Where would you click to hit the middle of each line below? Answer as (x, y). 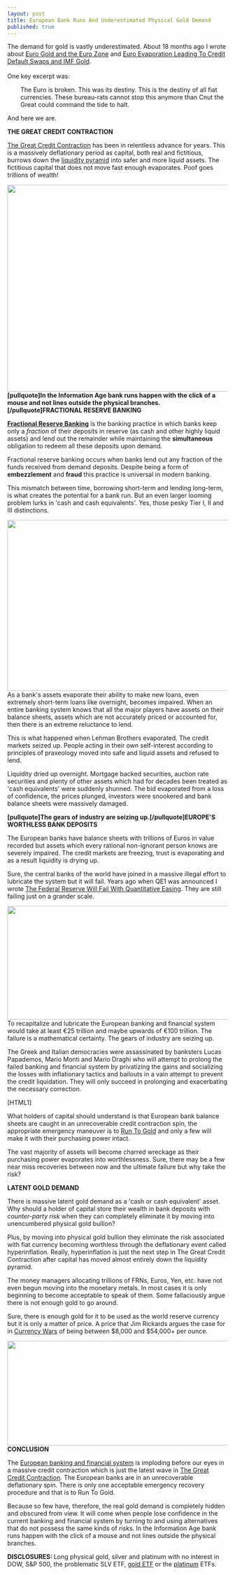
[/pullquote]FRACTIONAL (45, 411)
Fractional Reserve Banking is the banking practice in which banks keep (112, 424)
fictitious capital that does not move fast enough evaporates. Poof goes (110, 168)
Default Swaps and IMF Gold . (49, 62)
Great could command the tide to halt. (75, 105)
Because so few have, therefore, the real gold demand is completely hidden (116, 1506)
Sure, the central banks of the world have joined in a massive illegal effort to (117, 874)
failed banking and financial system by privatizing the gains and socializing (115, 1067)
